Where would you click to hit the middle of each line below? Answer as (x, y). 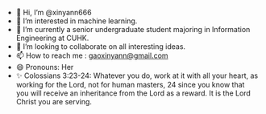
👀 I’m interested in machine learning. (77, 21)
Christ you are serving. (54, 102)
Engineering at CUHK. (52, 38)
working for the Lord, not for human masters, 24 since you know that (130, 85)
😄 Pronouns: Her (45, 67)
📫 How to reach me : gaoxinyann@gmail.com (92, 55)
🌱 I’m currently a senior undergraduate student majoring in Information (133, 29)
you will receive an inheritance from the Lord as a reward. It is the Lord (133, 93)
